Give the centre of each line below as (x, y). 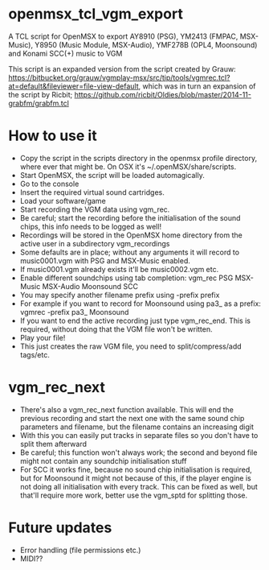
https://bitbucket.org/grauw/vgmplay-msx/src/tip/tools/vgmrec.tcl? (119, 77)
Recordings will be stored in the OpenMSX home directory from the (131, 235)
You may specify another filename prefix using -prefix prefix (120, 295)
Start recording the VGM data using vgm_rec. (95, 209)
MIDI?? (31, 558)
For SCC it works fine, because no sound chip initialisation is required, (136, 469)
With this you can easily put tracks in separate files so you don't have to (139, 435)
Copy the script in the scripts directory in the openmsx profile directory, (139, 158)
